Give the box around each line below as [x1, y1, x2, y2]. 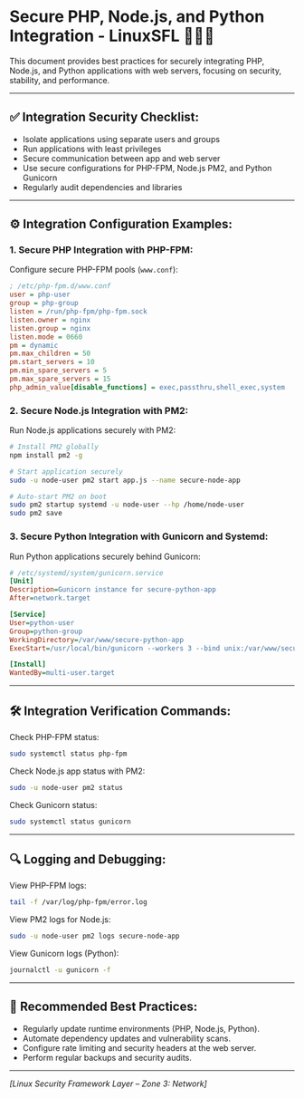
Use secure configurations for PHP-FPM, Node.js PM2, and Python [22, 162, 272, 173]
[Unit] [9, 577, 34, 586]
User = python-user [9, 618, 75, 627]
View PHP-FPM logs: [9, 881, 88, 891]
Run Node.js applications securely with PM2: [9, 425, 176, 436]
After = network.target [9, 593, 91, 603]
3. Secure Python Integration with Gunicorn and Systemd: [9, 530, 269, 543]
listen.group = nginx [9, 323, 91, 332]
